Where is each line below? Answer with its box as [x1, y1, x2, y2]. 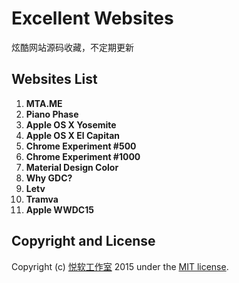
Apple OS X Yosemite [25, 118, 117, 131]
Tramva [25, 193, 59, 205]
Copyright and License [11, 233, 156, 250]
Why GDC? [25, 172, 73, 184]
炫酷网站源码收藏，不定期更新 [11, 41, 134, 53]
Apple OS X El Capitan [25, 129, 121, 141]
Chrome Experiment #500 [25, 140, 137, 152]
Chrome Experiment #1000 [25, 150, 141, 162]
